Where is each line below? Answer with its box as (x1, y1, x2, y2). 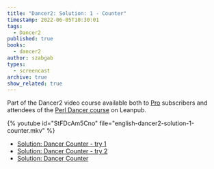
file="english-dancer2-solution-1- (99, 119, 195, 127)
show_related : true (7, 80, 63, 87)
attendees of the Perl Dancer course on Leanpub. (7, 106, 147, 114)
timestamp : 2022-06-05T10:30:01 (7, 16, 99, 23)
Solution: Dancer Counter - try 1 (16, 140, 107, 148)
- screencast (13, 67, 51, 74)
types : (7, 61, 26, 68)
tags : (7, 23, 23, 29)
